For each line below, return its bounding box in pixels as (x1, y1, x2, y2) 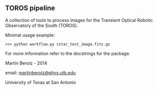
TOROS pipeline (5, 4, 55, 12)
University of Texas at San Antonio (5, 79, 76, 85)
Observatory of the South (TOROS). (5, 22, 78, 28)
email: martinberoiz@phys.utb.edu (5, 70, 76, 76)
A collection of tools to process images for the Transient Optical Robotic (5, 17, 153, 23)
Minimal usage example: (5, 32, 55, 38)
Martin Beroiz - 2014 (5, 60, 47, 66)
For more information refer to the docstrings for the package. (5, 50, 131, 56)
